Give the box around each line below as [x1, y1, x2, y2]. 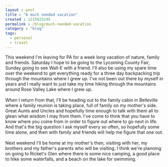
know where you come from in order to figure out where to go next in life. [5, 118, 158, 124]
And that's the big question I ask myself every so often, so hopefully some [5, 124, 160, 130]
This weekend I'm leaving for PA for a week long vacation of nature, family [5, 54, 160, 60]
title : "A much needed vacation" [5, 12, 78, 17]
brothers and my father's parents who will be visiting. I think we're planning [5, 145, 161, 151]
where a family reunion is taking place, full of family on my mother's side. [5, 102, 157, 108]
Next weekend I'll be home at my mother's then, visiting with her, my [5, 140, 148, 146]
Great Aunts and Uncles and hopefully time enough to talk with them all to [5, 107, 159, 114]
